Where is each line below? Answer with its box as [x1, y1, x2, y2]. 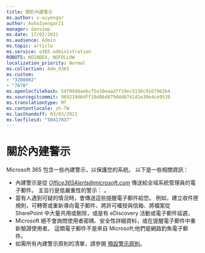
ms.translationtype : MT [6, 99, 67, 105]
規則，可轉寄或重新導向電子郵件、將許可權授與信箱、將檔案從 [15, 202, 171, 209]
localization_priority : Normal [6, 60, 86, 66]
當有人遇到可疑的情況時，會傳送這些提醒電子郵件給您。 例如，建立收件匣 [15, 194, 199, 202]
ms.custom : [6, 71, 34, 77]
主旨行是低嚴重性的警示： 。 [38, 187, 110, 194]
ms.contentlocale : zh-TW [6, 105, 70, 112]
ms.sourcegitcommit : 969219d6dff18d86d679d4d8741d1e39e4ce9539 [6, 94, 171, 100]
